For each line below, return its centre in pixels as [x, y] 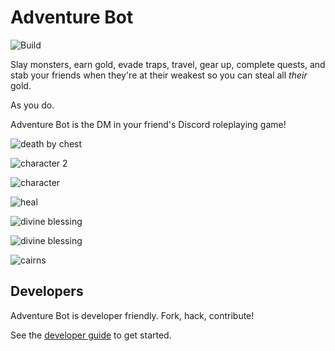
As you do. [32, 105]
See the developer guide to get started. [91, 335]
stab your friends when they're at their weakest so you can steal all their [159, 75]
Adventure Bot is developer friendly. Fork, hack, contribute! [132, 315]
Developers [47, 291]
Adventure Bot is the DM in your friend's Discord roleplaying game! [148, 124]
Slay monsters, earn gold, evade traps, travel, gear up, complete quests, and [168, 64]
